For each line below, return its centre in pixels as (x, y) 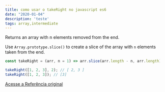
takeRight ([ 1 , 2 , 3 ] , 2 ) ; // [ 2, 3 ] (45, 70)
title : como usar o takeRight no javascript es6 (56, 10)
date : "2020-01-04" (25, 14)
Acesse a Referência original (34, 84)
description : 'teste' (27, 19)
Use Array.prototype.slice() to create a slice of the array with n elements (81, 47)
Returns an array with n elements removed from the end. (62, 37)
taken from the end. (25, 52)
